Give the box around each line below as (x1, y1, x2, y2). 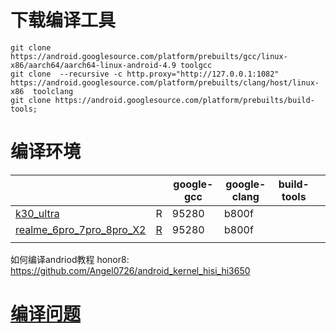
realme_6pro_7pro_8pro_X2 (15, 222, 147, 236)
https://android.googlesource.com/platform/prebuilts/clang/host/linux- (10, 77, 320, 88)
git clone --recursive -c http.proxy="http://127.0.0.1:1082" (10, 69, 280, 79)
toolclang (32, 86, 74, 96)
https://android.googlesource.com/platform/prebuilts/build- (54, 95, 315, 105)
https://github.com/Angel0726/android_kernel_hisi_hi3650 (10, 264, 251, 276)
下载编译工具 (10, 9, 117, 32)
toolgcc (180, 60, 213, 70)
